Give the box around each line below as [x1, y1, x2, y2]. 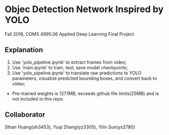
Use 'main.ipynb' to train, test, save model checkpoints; [12, 64, 128, 70]
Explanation [5, 46, 44, 54]
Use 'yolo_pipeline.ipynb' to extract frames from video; [12, 59, 127, 65]
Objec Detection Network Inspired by [5, 4, 164, 15]
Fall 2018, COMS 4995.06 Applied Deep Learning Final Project [5, 31, 135, 37]
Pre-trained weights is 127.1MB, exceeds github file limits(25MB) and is [12, 90, 159, 97]
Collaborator [5, 110, 46, 119]
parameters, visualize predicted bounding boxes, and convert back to [12, 75, 157, 81]
